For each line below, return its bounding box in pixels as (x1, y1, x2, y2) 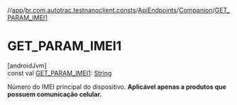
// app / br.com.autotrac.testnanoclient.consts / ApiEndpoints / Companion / (7, 6, 215, 14)
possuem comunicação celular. (7, 89, 102, 98)
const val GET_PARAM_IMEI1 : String (7, 68, 112, 77)
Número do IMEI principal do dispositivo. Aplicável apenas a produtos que (7, 82, 227, 91)
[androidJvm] (7, 61, 48, 70)
